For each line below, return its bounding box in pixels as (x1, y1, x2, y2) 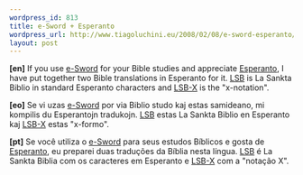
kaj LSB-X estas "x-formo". (9, 119, 110, 130)
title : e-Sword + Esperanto (9, 22, 115, 31)
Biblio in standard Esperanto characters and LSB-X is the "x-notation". (9, 82, 270, 93)
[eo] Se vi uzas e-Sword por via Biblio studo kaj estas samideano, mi (9, 100, 265, 111)
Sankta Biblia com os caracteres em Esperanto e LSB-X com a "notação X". (9, 155, 289, 167)
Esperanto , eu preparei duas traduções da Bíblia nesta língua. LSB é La (9, 146, 273, 157)
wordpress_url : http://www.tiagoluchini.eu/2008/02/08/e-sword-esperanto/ (9, 30, 297, 39)
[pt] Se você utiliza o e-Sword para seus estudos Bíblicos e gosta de (9, 136, 265, 147)
